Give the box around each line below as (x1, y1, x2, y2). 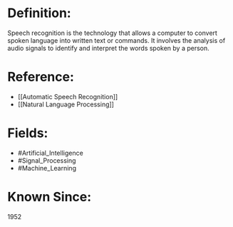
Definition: (7, 5, 71, 21)
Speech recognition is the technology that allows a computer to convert (7, 29, 217, 37)
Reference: (7, 69, 75, 85)
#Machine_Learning (17, 163, 77, 172)
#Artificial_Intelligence (17, 148, 83, 157)
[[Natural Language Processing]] (17, 100, 114, 109)
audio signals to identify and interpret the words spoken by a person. (7, 44, 210, 52)
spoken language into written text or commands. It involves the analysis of (7, 36, 226, 44)
